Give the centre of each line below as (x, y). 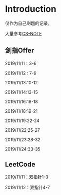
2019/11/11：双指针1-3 (27, 177)
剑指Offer (20, 51)
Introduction (31, 9)
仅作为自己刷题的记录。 (29, 23)
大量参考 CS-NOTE (23, 33)
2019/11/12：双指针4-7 (28, 187)
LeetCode (20, 164)
